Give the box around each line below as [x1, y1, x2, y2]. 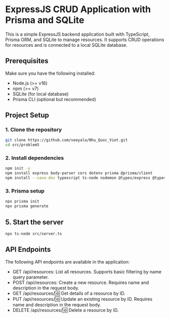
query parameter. [12, 274, 49, 280]
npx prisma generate [5, 204, 49, 209]
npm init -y [5, 166, 30, 171]
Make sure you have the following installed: [5, 70, 96, 76]
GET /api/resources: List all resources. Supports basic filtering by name [12, 268, 162, 275]
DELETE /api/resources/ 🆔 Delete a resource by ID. [12, 307, 119, 313]
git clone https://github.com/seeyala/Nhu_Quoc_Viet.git [5, 138, 128, 143]
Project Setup [5, 111, 50, 120]
